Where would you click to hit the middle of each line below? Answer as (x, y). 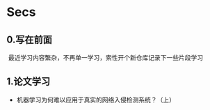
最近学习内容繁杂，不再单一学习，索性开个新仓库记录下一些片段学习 (105, 57)
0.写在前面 (30, 39)
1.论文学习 (29, 82)
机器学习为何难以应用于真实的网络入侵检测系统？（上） (96, 100)
